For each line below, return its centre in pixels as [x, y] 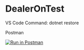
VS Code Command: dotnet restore [42, 23]
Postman [15, 32]
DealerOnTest [35, 9]
